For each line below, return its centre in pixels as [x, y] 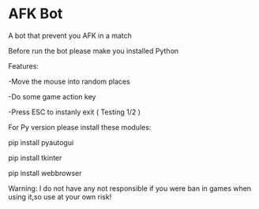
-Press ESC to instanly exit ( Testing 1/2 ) [74, 112]
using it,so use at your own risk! [60, 196]
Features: [24, 66]
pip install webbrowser [45, 173]
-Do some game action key [52, 96]
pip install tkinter [35, 158]
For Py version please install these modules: [80, 127]
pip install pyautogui [41, 142]
